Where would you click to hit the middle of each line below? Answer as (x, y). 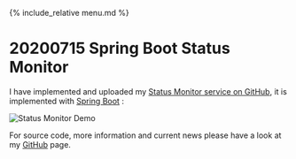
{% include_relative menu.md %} (70, 13)
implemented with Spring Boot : (66, 101)
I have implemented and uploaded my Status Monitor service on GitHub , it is (148, 91)
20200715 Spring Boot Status (120, 49)
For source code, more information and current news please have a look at (145, 135)
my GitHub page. (40, 144)
